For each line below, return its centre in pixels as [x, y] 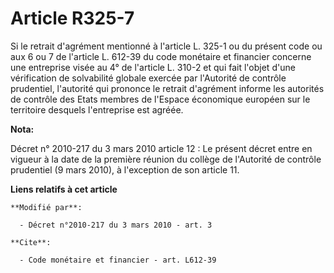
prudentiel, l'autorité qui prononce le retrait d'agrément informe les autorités [167, 88]
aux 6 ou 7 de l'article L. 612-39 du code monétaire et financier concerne [161, 56]
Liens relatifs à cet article [64, 189]
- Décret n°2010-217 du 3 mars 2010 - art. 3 [116, 225]
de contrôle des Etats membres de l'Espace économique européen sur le [160, 99]
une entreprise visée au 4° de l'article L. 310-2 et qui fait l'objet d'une [153, 67]
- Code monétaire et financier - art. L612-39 [118, 260]
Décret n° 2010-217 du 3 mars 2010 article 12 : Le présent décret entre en [161, 148]
